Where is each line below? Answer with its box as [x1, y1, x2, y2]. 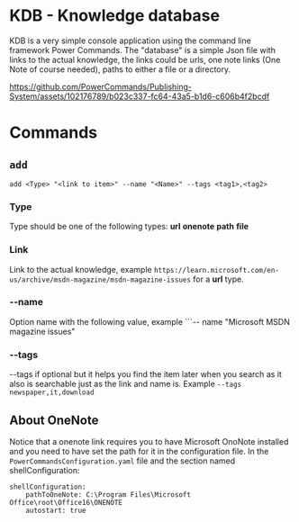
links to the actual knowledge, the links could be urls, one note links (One [9, 54, 281, 65]
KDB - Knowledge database [9, 5, 221, 26]
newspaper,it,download [9, 388, 95, 397]
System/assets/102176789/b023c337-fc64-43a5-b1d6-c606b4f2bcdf [9, 91, 270, 102]
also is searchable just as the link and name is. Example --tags [9, 379, 241, 390]
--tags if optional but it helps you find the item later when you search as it [9, 369, 282, 380]
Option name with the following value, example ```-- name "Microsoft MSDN [9, 316, 290, 327]
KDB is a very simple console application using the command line [9, 35, 252, 46]
